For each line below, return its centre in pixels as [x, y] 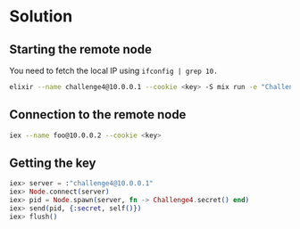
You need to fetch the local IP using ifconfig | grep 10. [114, 70]
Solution [41, 16]
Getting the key [53, 163]
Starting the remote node [80, 49]
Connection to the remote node [98, 114]
